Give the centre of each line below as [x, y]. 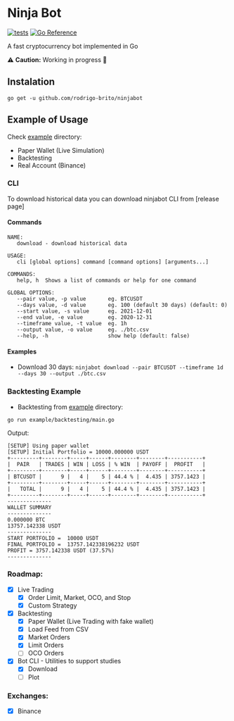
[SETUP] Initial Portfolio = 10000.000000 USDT [78, 452]
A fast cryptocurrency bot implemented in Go [73, 46]
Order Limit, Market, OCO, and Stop [79, 597]
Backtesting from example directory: [70, 407]
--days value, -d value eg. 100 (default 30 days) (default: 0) [122, 305]
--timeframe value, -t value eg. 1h [72, 324]
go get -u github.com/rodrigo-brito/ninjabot [75, 98]
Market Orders [49, 637]
